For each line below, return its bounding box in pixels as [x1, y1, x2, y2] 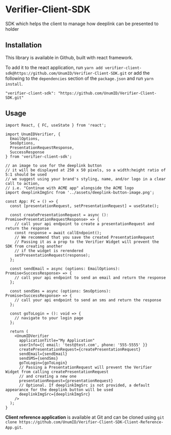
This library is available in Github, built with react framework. [5, 54, 133, 60]
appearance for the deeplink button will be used [5, 387, 114, 392]
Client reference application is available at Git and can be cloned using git [5, 414, 165, 420]
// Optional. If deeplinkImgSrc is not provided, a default [18, 383, 150, 388]
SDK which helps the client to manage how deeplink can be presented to [5, 20, 159, 27]
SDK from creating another [5, 243, 63, 249]
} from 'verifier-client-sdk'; [5, 154, 72, 159]
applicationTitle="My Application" [18, 338, 95, 343]
